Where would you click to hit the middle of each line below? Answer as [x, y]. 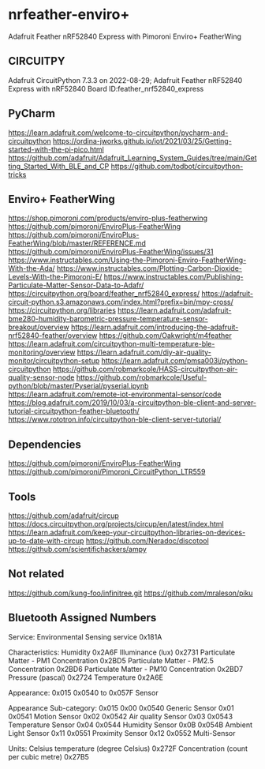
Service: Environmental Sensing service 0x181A [85, 636]
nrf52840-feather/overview [53, 336]
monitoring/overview [42, 352]
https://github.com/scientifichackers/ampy [78, 549]
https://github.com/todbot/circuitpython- [177, 166]
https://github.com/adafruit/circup [64, 516]
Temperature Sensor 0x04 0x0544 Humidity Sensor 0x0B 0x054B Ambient [130, 725]
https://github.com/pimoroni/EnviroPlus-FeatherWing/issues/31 [111, 252]
